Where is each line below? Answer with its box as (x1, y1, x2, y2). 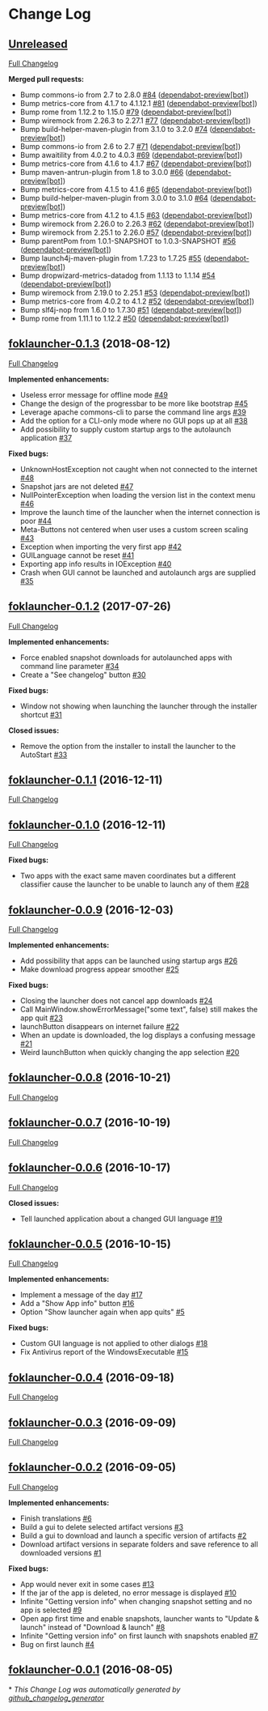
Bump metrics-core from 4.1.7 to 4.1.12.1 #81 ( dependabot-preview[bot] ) (19, 99, 258, 108)
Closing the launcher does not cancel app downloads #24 (19, 996, 213, 1006)
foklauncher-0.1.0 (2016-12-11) (8, 818, 166, 832)
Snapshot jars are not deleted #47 (19, 481, 134, 491)
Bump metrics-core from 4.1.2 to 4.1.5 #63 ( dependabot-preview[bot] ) (19, 211, 253, 219)
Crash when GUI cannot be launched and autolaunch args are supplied (19, 568, 257, 577)
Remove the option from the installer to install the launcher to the (19, 741, 237, 751)
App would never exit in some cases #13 (19, 1579, 155, 1589)
